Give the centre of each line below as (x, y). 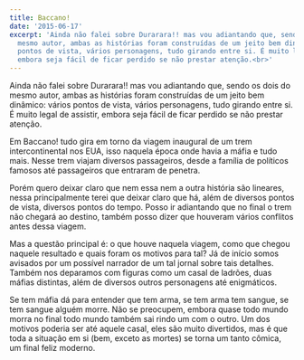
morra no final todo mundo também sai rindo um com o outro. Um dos (140, 319)
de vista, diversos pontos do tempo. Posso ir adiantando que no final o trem (151, 207)
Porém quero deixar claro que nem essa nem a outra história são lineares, (147, 188)
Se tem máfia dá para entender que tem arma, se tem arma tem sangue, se (149, 300)
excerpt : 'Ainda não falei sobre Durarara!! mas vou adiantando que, (143, 34)
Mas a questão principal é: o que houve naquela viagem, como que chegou (150, 244)
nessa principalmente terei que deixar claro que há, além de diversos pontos (152, 197)
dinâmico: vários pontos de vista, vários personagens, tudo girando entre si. (151, 104)
